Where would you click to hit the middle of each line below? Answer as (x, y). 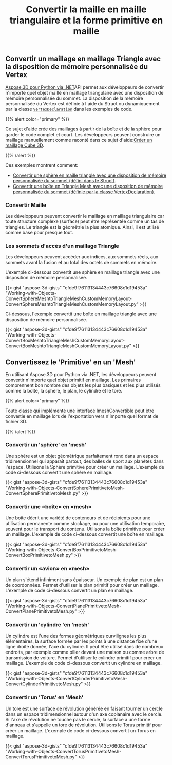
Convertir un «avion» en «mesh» (47, 568)
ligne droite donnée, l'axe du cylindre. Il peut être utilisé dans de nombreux (84, 647)
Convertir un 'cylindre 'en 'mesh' (47, 624)
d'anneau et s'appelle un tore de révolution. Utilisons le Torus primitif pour (84, 725)
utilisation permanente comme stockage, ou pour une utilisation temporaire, (85, 523)
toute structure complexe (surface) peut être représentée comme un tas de (85, 221)
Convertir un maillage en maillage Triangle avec (83, 59)
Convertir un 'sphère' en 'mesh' (46, 444)
